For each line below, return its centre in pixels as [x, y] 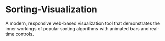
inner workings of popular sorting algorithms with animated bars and [77, 28]
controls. [25, 34]
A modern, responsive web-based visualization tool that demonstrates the [83, 23]
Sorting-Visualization [52, 9]
